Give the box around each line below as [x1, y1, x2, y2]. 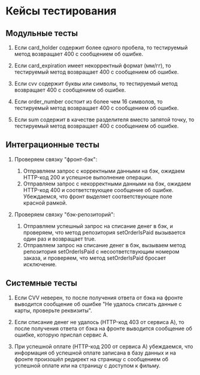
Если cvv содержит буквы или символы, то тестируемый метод [14, 80, 178, 87]
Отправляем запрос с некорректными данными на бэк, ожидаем [23, 180, 191, 187]
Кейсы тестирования [5, 4, 117, 18]
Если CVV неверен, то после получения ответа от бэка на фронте [14, 294, 183, 301]
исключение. [23, 260, 57, 268]
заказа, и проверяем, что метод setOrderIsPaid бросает [23, 254, 166, 262]
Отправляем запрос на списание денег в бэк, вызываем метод [23, 241, 186, 248]
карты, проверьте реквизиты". [14, 307, 92, 314]
